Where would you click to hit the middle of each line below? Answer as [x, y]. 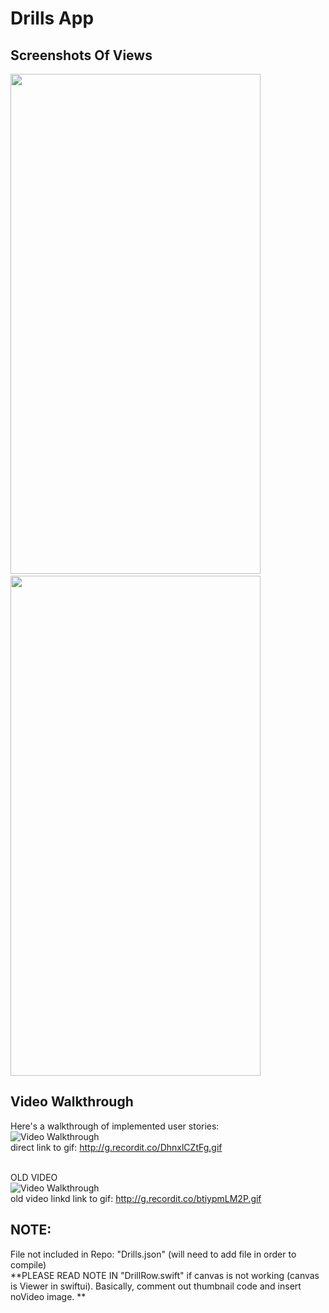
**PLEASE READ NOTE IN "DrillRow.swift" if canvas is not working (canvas [165, 1275]
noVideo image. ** [48, 1296]
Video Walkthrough [72, 1102]
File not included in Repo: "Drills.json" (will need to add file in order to [153, 1254]
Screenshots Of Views [81, 55]
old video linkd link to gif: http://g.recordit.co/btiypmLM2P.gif [136, 1198]
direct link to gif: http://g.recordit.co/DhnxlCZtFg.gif [116, 1147]
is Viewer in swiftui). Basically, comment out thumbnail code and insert [156, 1286]
